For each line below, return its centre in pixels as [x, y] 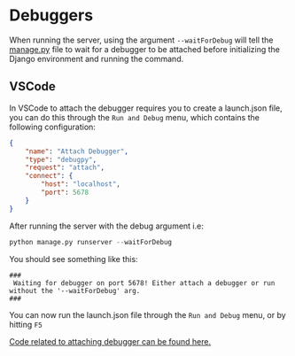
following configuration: [52, 127]
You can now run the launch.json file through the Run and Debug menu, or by [147, 314]
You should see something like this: [74, 259]
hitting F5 [26, 324]
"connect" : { [49, 176]
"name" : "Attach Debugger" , [77, 151]
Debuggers [51, 15]
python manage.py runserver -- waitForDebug [91, 242]
